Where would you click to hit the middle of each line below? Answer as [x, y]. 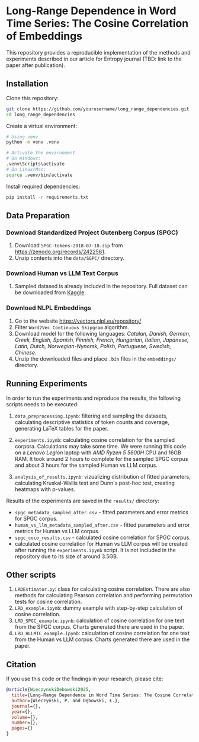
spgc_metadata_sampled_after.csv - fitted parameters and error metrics [101, 512]
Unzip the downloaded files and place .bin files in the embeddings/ [95, 359]
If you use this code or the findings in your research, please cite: [85, 679]
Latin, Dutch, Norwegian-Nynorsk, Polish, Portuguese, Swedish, [93, 346]
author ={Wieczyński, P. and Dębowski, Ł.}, [66, 700]
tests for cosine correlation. [48, 602]
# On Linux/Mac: [26, 169]
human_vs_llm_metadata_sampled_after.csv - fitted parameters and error [102, 525]
